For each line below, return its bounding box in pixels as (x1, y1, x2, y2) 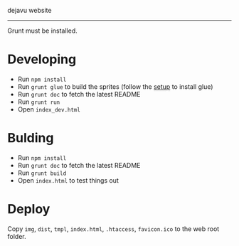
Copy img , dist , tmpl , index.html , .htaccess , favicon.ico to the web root (7, 224, 220, 233)
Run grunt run (17, 97, 60, 106)
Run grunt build (17, 169, 67, 177)
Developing (7, 51, 77, 68)
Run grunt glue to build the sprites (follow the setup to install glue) (17, 82, 213, 91)
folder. (7, 232, 26, 240)
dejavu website (7, 6, 52, 14)
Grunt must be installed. (7, 26, 78, 35)
